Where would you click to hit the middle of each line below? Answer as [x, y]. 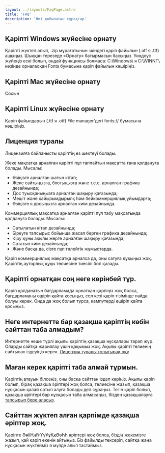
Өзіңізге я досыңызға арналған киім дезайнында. [64, 203]
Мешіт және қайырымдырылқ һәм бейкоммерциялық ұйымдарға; [82, 198]
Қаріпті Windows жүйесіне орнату [61, 39]
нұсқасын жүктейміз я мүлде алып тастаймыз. [54, 445]
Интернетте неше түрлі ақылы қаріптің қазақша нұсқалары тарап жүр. [79, 341]
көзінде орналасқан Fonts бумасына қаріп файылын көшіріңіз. [70, 66]
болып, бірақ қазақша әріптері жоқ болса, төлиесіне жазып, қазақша [78, 384]
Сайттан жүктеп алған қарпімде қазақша [72, 415]
